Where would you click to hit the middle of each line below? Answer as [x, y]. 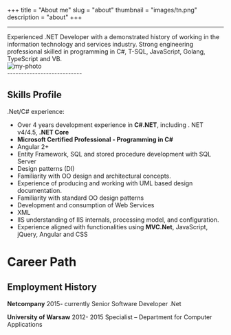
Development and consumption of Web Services [86, 205]
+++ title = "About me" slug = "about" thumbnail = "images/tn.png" [102, 10]
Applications [25, 324]
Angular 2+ [33, 146]
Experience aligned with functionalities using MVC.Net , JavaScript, [112, 227]
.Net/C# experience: [36, 111]
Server [26, 161]
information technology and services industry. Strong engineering [100, 44]
